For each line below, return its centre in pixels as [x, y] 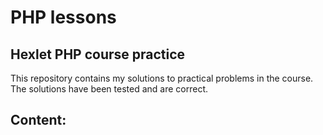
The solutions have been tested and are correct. [109, 89]
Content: [38, 120]
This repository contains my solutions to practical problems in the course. [162, 78]
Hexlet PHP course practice [98, 54]
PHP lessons [63, 17]
